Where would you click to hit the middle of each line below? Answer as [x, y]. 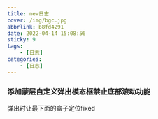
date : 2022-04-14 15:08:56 [46, 33]
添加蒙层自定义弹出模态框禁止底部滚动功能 [79, 92]
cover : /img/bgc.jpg [37, 20]
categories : [24, 59]
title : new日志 [28, 14]
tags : [15, 46]
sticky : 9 [22, 40]
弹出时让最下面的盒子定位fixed [51, 108]
